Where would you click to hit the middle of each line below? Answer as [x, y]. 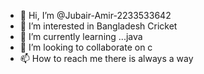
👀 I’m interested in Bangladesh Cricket [98, 26]
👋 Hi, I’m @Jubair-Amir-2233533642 [95, 15]
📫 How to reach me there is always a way [106, 58]
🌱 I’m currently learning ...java [81, 36]
